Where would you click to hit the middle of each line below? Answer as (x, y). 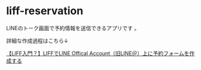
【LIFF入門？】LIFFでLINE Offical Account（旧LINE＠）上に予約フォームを (98, 53)
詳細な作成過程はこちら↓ (37, 40)
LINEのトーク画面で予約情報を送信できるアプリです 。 (73, 28)
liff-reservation (45, 11)
